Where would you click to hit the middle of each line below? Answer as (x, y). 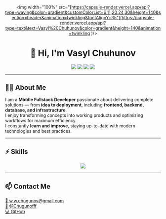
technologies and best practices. (39, 131)
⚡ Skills (17, 152)
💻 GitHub (15, 212)
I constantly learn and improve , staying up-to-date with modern (70, 126)
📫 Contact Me (28, 186)
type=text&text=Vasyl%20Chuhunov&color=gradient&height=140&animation (83, 28)
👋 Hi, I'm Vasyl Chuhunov (83, 53)
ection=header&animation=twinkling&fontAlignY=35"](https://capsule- (83, 18)
